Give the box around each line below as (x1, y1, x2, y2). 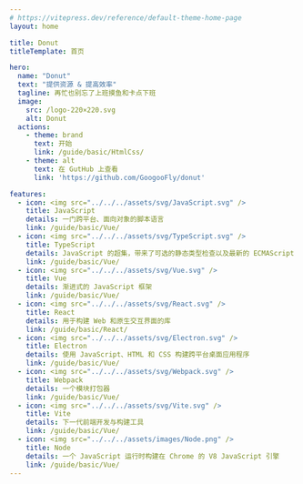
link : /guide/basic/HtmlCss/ (33, 147, 145, 157)
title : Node (25, 443, 71, 452)
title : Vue (25, 274, 67, 283)
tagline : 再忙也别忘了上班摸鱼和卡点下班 (17, 88, 157, 97)
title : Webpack (25, 375, 84, 385)
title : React (25, 308, 76, 317)
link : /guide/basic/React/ (25, 325, 128, 334)
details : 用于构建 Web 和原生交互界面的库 (25, 316, 171, 326)
